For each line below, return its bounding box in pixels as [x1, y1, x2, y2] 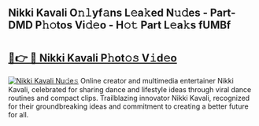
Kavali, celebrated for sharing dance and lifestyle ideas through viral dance [8, 85, 252, 94]
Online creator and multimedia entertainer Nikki [80, 76, 234, 85]
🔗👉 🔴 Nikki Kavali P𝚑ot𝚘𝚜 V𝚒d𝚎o [8, 51, 177, 65]
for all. [8, 110, 29, 119]
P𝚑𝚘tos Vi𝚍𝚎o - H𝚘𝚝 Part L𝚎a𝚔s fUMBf [35, 19, 231, 32]
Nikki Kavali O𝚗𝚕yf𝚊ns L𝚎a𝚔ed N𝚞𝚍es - [8, 6, 209, 20]
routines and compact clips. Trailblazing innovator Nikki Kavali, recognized [8, 94, 250, 102]
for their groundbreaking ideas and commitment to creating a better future [8, 102, 250, 111]
